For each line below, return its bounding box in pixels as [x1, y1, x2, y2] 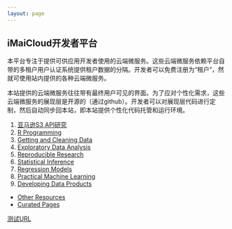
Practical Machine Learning [17, 172, 95, 181]
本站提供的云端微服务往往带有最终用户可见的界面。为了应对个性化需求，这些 [7, 89, 225, 97]
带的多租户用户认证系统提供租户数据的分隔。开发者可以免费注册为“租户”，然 [7, 66, 224, 74]
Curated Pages [17, 201, 60, 209]
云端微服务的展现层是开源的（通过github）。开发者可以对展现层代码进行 [7, 97, 210, 106]
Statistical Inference [17, 158, 75, 166]
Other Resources [17, 193, 66, 201]
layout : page [7, 10, 45, 17]
